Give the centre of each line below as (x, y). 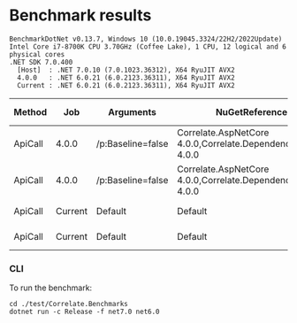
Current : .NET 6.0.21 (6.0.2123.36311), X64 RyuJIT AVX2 (126, 85)
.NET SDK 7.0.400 (41, 62)
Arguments (133, 112)
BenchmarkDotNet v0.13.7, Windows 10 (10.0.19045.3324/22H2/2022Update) (146, 39)
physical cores (37, 54)
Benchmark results (80, 15)
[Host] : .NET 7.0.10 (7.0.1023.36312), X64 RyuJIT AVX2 (126, 70)
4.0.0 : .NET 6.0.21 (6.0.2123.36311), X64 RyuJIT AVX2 (126, 77)
